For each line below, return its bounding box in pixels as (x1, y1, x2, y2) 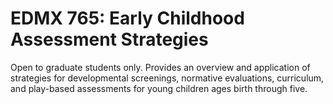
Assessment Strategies (10, 28, 209, 51)
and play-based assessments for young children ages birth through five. (10, 82, 308, 94)
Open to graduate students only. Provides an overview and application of (10, 61, 311, 73)
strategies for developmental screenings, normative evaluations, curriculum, (10, 72, 325, 84)
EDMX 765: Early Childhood (10, 7, 245, 30)
